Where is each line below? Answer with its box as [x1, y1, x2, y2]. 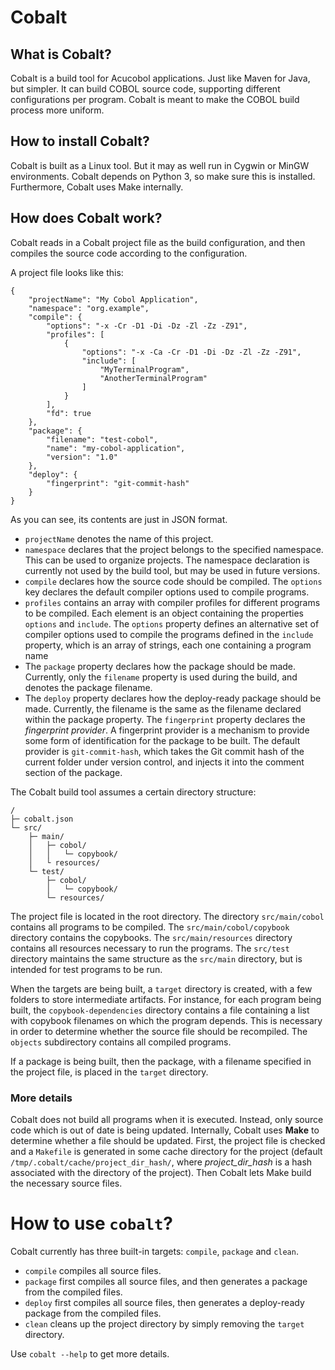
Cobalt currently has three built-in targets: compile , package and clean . [10, 1245, 299, 1257]
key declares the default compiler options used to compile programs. [24, 586, 310, 598]
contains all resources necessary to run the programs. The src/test [10, 942, 290, 954]
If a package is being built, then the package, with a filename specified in [10, 1055, 312, 1067]
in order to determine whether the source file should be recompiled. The [10, 1025, 308, 1037]
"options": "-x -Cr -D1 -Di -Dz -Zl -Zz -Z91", [46, 321, 248, 331]
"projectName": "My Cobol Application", [28, 294, 199, 305]
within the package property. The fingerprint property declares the [24, 713, 306, 725]
